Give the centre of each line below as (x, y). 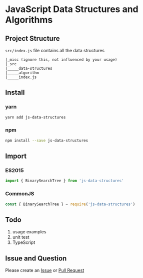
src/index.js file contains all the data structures (55, 50)
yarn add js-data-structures (35, 117)
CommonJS (20, 194)
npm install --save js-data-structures (47, 141)
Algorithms (29, 20)
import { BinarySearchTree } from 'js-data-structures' (64, 181)
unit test (21, 237)
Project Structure (32, 38)
